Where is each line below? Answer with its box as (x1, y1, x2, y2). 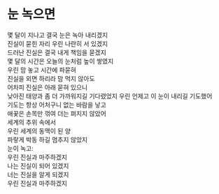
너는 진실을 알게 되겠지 (7, 170, 69, 179)
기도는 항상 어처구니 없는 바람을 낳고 (7, 100, 106, 109)
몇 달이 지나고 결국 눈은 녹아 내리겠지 (7, 31, 108, 39)
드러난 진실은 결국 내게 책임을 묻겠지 (7, 48, 106, 57)
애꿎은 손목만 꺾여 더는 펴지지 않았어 (7, 109, 106, 117)
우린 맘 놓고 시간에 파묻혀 (7, 66, 77, 74)
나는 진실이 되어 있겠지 (7, 161, 69, 170)
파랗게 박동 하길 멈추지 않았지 (7, 135, 88, 144)
